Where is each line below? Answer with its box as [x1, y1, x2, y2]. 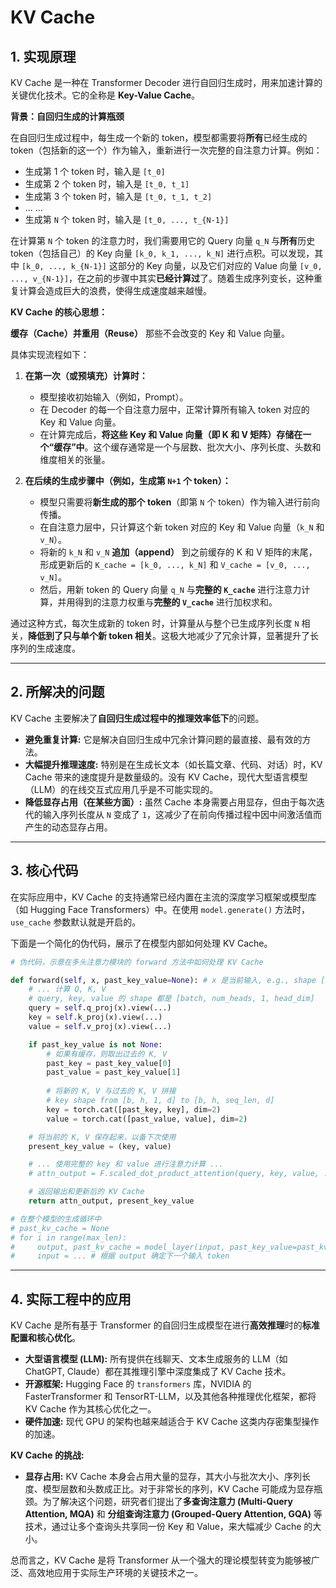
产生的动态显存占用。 [24, 821, 113, 833]
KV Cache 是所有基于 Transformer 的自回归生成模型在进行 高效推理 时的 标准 [10, 1319, 320, 1331]
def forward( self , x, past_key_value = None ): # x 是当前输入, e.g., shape [10, 975, 317, 985]
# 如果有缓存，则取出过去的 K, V [46, 1049, 168, 1059]
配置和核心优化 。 [10, 1332, 81, 1344]
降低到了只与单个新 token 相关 [28, 630, 153, 641]
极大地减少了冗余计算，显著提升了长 [169, 630, 320, 641]
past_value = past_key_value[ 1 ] [46, 1067, 182, 1078]
